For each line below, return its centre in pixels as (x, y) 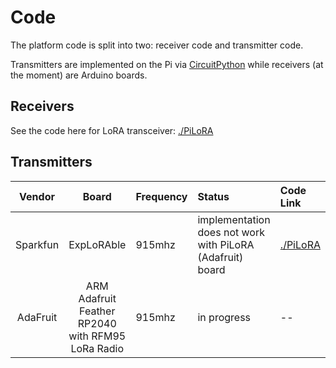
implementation (234, 219)
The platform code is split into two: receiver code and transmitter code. (157, 45)
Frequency (161, 196)
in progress (224, 317)
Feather (97, 311)
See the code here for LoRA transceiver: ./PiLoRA (112, 130)
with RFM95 (97, 336)
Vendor (37, 196)
